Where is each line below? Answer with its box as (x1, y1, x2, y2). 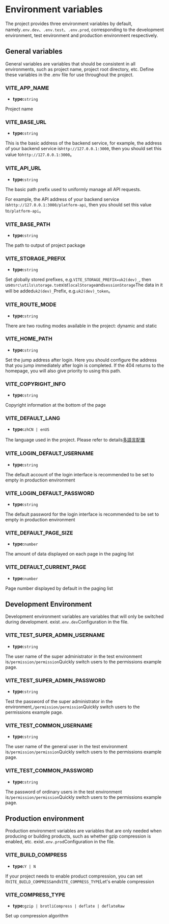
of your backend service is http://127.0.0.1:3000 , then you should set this (5, 146, 162, 152)
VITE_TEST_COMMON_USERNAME (5, 722, 93, 729)
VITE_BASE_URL (5, 119, 47, 126)
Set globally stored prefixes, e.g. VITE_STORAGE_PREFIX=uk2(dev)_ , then (5, 276, 152, 283)
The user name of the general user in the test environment (5, 744, 128, 750)
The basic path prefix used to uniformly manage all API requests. (5, 186, 142, 192)
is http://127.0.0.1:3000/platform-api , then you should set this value (5, 201, 152, 207)
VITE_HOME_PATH (5, 335, 52, 342)
